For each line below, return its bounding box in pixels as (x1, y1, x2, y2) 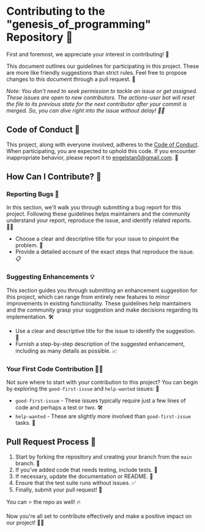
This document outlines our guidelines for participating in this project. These (6, 62, 199, 70)
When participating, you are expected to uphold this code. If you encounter (6, 147, 196, 154)
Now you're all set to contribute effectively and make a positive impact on (6, 512, 192, 520)
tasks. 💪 (15, 419, 35, 427)
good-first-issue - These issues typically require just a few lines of (15, 397, 187, 405)
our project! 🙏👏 (6, 519, 45, 526)
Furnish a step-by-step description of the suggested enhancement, (15, 340, 185, 347)
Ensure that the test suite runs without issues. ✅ (15, 479, 136, 486)
